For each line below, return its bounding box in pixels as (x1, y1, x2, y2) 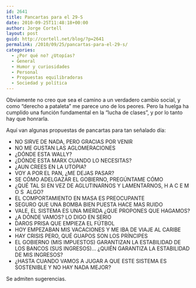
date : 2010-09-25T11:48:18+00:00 (6, 20, 89, 25)
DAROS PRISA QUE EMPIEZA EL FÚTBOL (14, 220, 115, 226)
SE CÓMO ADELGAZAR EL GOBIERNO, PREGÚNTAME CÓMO (14, 176, 164, 183)
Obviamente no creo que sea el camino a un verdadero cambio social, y (6, 96, 181, 103)
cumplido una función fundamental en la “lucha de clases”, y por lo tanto (6, 109, 183, 116)
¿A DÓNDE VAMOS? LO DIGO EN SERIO (14, 213, 112, 221)
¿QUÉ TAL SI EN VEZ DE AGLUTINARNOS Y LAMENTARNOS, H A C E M (14, 182, 190, 189)
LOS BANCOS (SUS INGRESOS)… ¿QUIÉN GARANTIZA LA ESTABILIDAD (14, 245, 190, 252)
